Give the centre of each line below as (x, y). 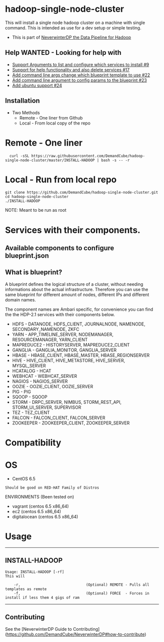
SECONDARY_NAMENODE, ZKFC (46, 329)
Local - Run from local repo (61, 179)
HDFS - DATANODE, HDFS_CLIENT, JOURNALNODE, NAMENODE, (79, 324)
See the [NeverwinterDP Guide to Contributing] (52, 629)
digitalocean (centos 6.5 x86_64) (45, 517)
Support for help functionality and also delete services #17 (71, 70)
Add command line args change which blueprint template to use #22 (81, 75)
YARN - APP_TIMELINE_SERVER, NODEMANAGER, (63, 334)
